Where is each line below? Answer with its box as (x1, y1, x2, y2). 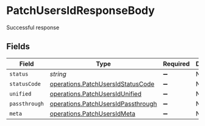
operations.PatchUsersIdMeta (49, 109, 135, 117)
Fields (6, 41, 31, 52)
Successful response (6, 24, 60, 31)
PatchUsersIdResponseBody (6, 4, 155, 18)
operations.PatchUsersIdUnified (49, 89, 142, 98)
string (49, 69, 67, 78)
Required (162, 59, 190, 68)
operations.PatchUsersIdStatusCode (49, 80, 154, 88)
